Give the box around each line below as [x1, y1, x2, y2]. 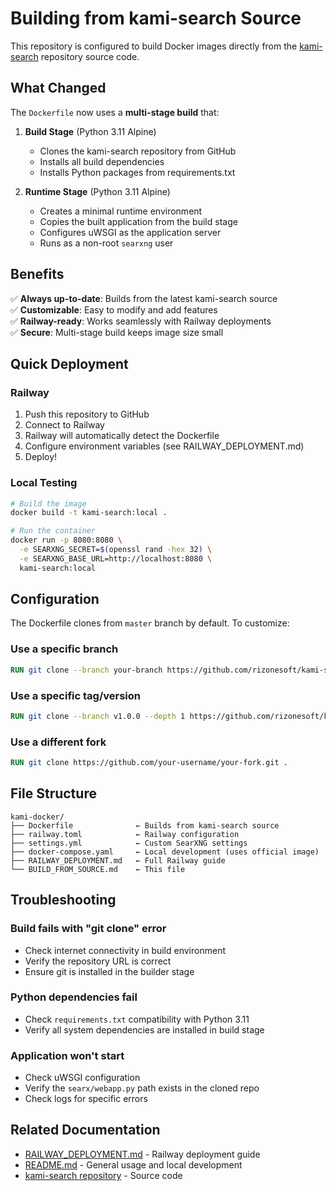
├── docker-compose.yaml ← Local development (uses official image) [10, 847, 320, 857]
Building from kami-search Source [10, 7, 302, 30]
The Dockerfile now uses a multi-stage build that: [10, 106, 220, 118]
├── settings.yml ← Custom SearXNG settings [10, 838, 248, 848]
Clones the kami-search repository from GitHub [39, 145, 237, 157]
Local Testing [10, 476, 78, 490]
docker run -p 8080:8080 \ [10, 535, 123, 546]
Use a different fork [10, 735, 107, 749]
